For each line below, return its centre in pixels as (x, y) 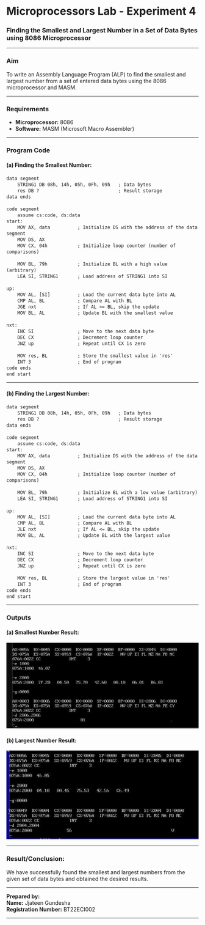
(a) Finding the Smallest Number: (49, 165)
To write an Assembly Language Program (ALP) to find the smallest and (96, 74)
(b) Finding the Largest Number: (48, 393)
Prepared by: (23, 896)
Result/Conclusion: (36, 859)
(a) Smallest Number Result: (43, 632)
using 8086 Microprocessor (49, 38)
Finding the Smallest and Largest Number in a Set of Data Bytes (102, 31)
